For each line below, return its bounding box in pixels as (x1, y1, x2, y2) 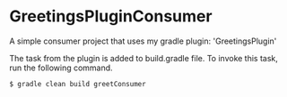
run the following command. (9, 62, 114, 73)
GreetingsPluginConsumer (9, 6, 213, 27)
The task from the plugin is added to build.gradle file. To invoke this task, (9, 53, 278, 63)
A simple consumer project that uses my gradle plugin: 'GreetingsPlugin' (9, 36, 277, 46)
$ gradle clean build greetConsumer (9, 79, 146, 88)
